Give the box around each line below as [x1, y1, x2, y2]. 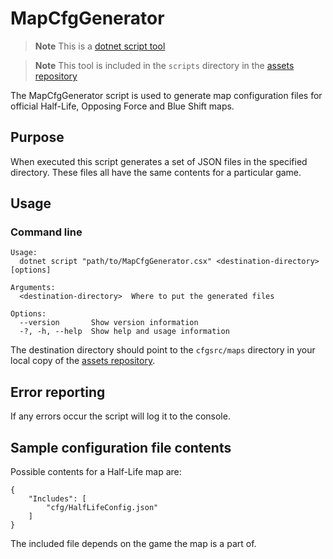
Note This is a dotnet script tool [34, 40, 166, 52]
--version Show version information [19, 318, 199, 328]
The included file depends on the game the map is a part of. [10, 538, 257, 550]
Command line [10, 225, 83, 239]
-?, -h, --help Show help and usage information [19, 327, 230, 337]
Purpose [10, 129, 65, 146]
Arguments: [10, 283, 56, 293]
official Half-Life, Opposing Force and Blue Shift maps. [10, 100, 235, 112]
